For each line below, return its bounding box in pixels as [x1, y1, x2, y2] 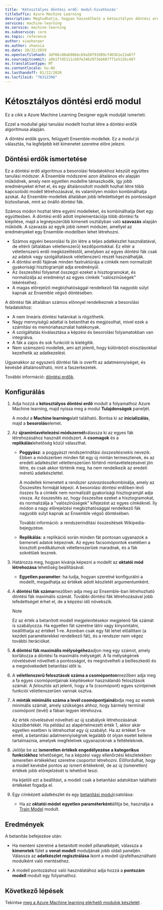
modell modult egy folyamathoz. [12, 873, 78, 878]
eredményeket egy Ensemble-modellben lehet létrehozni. [5, 229, 120, 234]
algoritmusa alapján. [5, 126, 46, 132]
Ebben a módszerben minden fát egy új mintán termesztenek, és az [19, 455, 155, 461]
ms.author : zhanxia [5, 43, 45, 48]
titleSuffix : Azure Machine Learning [5, 12, 81, 17]
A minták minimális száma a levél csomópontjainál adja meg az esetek [12, 697, 155, 703]
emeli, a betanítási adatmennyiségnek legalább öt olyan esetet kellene [12, 732, 152, 738]
